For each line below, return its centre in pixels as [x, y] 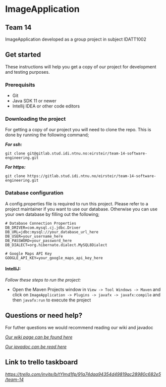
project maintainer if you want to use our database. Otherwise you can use [81, 209]
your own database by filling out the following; [53, 214]
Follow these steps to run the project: [43, 280]
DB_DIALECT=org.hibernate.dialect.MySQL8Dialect [56, 245]
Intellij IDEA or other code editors [46, 106]
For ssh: [14, 145]
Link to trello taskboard [42, 362]
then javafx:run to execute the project [52, 300]
